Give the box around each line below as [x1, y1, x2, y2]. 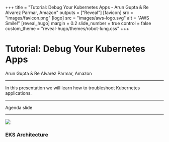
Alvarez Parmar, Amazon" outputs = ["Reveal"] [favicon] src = [5, 10, 134, 16]
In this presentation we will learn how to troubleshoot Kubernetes [5, 85, 140, 91]
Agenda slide [5, 104, 33, 110]
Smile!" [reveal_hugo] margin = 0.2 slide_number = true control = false [5, 20, 151, 26]
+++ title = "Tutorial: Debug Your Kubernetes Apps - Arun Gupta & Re [5, 5, 149, 10]
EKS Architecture [5, 131, 49, 138]
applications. [5, 90, 32, 96]
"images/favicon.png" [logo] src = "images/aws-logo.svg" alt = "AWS [5, 15, 149, 21]
